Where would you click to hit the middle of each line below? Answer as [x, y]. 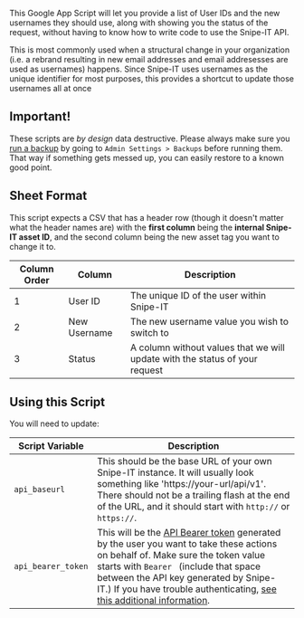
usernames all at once [51, 88]
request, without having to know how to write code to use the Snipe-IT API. [149, 32]
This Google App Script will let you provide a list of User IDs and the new [145, 13]
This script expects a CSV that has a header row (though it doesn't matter [147, 217]
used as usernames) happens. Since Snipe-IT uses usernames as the [139, 69]
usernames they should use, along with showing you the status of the [139, 23]
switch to [149, 332]
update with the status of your [194, 358]
